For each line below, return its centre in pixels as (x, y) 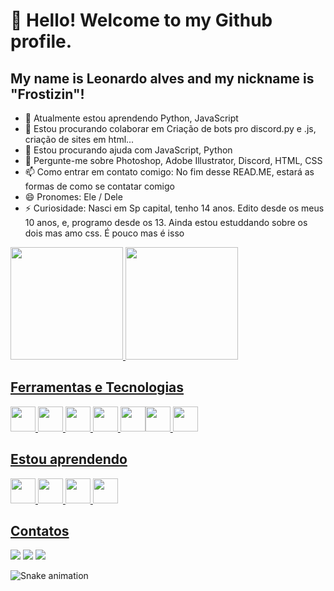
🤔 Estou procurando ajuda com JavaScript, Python (128, 150)
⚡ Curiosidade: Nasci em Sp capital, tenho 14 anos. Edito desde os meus (174, 208)
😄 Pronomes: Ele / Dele (73, 197)
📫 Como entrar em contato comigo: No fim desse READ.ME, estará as (169, 172)
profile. (41, 41)
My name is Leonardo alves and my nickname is (162, 78)
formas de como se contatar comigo (99, 186)
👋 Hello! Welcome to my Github (141, 20)
